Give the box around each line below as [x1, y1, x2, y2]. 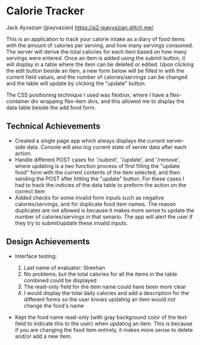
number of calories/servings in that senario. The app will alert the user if [14, 213, 193, 220]
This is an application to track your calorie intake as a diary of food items [6, 35, 185, 42]
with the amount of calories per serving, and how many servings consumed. [6, 42, 194, 49]
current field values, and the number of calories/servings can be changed [6, 73, 188, 80]
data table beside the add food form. [6, 104, 97, 111]
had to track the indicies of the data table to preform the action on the [14, 181, 187, 188]
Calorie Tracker [6, 4, 85, 18]
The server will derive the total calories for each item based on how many [6, 48, 187, 55]
